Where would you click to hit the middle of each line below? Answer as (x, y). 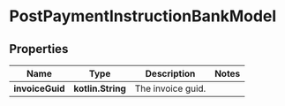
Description (170, 74)
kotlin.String (100, 88)
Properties (39, 49)
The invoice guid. (170, 88)
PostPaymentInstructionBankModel (143, 16)
